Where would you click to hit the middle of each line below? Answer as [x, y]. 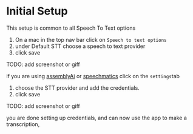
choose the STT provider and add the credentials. [77, 88]
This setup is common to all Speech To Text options [71, 28]
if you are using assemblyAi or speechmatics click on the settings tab [93, 76]
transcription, [23, 124]
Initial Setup [37, 11]
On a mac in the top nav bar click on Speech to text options [91, 39]
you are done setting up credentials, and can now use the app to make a [96, 118]
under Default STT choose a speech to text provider [80, 46]
